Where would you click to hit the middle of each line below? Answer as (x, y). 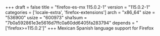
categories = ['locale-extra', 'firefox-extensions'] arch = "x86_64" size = (80, 12)
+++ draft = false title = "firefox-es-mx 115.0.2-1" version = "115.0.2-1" (78, 7)
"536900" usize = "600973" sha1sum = (46, 18)
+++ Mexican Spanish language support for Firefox (100, 28)
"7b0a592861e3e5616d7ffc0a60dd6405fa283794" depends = (70, 23)
